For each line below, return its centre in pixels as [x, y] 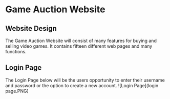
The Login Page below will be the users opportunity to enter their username [85, 80]
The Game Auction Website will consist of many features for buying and [81, 41]
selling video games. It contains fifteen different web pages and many [79, 46]
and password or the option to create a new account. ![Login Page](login [82, 85]
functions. [16, 52]
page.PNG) [17, 91]
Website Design [31, 28]
